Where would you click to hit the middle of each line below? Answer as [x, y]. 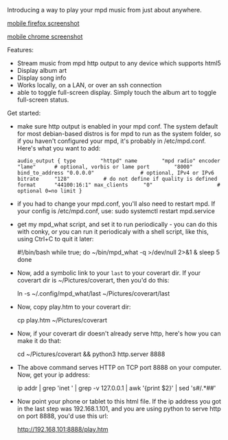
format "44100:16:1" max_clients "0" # [119, 185]
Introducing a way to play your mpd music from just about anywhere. [105, 10]
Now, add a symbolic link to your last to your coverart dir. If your [109, 273]
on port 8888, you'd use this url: [62, 416]
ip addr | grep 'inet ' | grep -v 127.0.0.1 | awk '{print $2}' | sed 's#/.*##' [116, 388]
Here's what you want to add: [59, 148]
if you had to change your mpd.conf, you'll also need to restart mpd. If [116, 203]
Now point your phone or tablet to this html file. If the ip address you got [119, 401]
